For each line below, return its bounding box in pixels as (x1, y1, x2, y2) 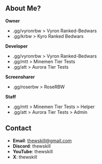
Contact (5, 124, 32, 133)
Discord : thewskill (12, 143, 51, 149)
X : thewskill (12, 154, 37, 160)
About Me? (5, 4, 41, 13)
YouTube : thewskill (12, 148, 53, 154)
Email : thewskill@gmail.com (12, 137, 72, 143)
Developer (5, 43, 28, 49)
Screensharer (5, 74, 35, 80)
